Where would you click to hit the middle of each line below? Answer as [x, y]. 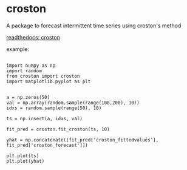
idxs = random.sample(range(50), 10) [54, 108]
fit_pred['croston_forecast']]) [47, 145]
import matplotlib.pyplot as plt [49, 81]
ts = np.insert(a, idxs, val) [45, 118]
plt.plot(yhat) [25, 161]
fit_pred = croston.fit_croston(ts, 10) [58, 129]
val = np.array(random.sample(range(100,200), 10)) [73, 103]
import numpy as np [31, 66]
